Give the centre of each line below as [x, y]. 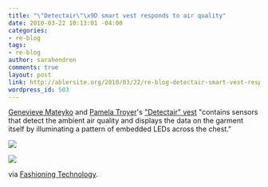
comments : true [33, 68]
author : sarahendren [43, 60]
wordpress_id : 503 [39, 90]
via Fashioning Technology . [53, 174]
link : [17, 82]
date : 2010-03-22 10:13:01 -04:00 [66, 23]
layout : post [30, 75]
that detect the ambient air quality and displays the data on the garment [126, 121]
